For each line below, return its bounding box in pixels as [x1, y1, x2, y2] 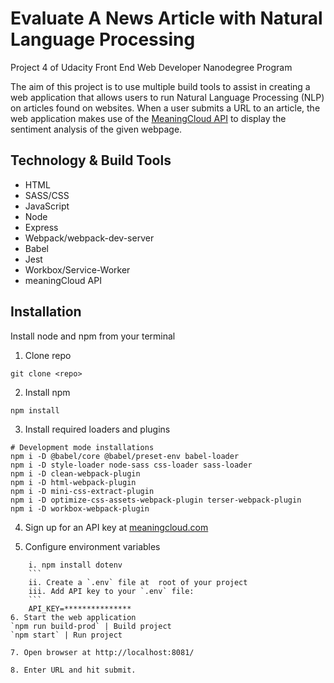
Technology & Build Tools [10, 152, 172, 169]
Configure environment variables [24, 540, 161, 552]
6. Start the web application [10, 612, 137, 622]
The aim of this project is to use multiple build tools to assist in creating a [10, 80, 311, 92]
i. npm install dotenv [28, 560, 123, 570]
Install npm [24, 386, 71, 398]
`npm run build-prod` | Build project [10, 621, 172, 631]
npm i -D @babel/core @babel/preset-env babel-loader [10, 451, 240, 461]
